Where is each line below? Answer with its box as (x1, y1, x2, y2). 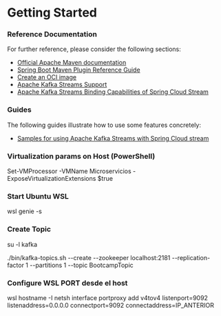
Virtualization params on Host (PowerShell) (7, 151, 156, 161)
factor (7, 261, 24, 269)
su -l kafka (7, 240, 38, 248)
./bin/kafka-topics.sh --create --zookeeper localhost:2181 (7, 253, 171, 261)
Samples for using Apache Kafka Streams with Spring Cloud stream (17, 134, 209, 142)
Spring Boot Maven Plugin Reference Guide (17, 66, 140, 74)
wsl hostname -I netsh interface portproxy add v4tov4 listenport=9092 (7, 293, 209, 302)
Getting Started (7, 5, 98, 21)
